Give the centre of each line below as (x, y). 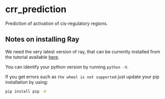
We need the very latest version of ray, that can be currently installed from (83, 51)
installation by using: (27, 82)
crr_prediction (36, 9)
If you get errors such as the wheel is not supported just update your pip (82, 77)
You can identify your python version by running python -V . (67, 67)
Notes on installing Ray (42, 39)
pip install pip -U (26, 91)
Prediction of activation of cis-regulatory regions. (56, 23)
